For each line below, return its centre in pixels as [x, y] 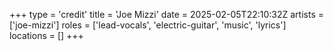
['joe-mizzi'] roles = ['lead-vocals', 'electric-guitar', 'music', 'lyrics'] [148, 25]
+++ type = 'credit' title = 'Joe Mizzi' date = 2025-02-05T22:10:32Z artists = [166, 14]
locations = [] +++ [46, 35]
